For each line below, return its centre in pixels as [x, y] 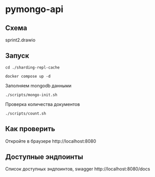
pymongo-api [34, 9]
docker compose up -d [28, 76]
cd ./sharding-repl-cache [32, 67]
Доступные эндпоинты [44, 157]
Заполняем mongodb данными [38, 85]
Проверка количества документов [43, 104]
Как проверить [30, 129]
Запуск [17, 56]
